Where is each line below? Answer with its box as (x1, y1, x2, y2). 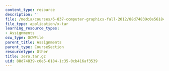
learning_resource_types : (5, 26, 59, 31)
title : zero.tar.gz (5, 53, 46, 59)
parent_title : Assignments (5, 40, 62, 45)
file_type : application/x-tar (5, 21, 69, 26)
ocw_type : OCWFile (5, 35, 44, 40)
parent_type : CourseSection (5, 44, 64, 49)
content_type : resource (5, 7, 55, 12)
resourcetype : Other (5, 49, 49, 54)
